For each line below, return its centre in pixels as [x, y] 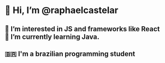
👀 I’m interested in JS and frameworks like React [82, 29]
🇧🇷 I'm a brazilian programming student [70, 54]
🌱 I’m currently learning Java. [52, 37]
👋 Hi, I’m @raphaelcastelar [61, 10]
